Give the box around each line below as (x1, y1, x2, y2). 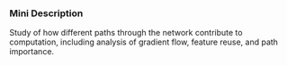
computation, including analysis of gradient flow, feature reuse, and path (9, 37, 279, 47)
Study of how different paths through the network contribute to (9, 28, 243, 38)
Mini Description (9, 7, 84, 20)
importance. (9, 46, 55, 57)
